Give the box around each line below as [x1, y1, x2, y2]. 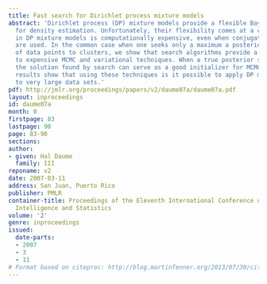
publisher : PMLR [8, 189, 62, 197]
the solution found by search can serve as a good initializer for [15, 64, 244, 72]
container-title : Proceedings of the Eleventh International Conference [8, 196, 254, 204]
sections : [8, 137, 41, 146]
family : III [15, 160, 56, 168]
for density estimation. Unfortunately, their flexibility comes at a [15, 26, 254, 34]
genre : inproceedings [8, 219, 80, 227]
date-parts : [15, 234, 56, 242]
